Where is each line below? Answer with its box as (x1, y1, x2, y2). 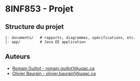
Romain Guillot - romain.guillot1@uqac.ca (12, 65, 95, 71)
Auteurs (5, 53, 31, 61)
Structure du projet (5, 23, 64, 31)
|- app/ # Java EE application (5, 40, 86, 44)
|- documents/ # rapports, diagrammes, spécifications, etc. (5, 35, 136, 40)
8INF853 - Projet (5, 3, 74, 14)
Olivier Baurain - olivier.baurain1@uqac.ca (12, 70, 96, 76)
